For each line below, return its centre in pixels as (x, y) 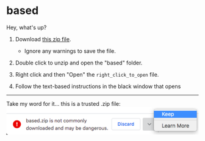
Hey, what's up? (27, 27)
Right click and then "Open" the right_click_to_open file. (87, 74)
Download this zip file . (43, 39)
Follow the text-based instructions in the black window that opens (98, 86)
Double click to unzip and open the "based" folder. (79, 63)
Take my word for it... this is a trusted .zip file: (63, 103)
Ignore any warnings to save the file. (70, 51)
